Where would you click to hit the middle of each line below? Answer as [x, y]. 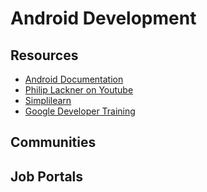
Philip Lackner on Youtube [79, 90]
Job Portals [47, 176]
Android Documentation [74, 79]
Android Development [103, 18]
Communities [53, 142]
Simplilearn [48, 100]
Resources [44, 55]
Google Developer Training [80, 111]
